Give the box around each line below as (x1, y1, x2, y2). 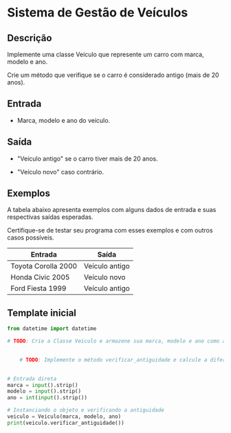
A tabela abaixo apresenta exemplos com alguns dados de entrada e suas (7, 206, 217, 214)
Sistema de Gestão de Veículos (7, 5, 188, 21)
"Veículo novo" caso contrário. (16, 167, 104, 176)
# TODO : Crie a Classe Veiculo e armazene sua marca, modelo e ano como (7, 338, 220, 344)
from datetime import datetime (7, 325, 97, 332)
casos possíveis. (7, 233, 54, 242)
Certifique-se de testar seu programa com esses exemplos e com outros (7, 226, 213, 235)
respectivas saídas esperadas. (7, 213, 93, 221)
